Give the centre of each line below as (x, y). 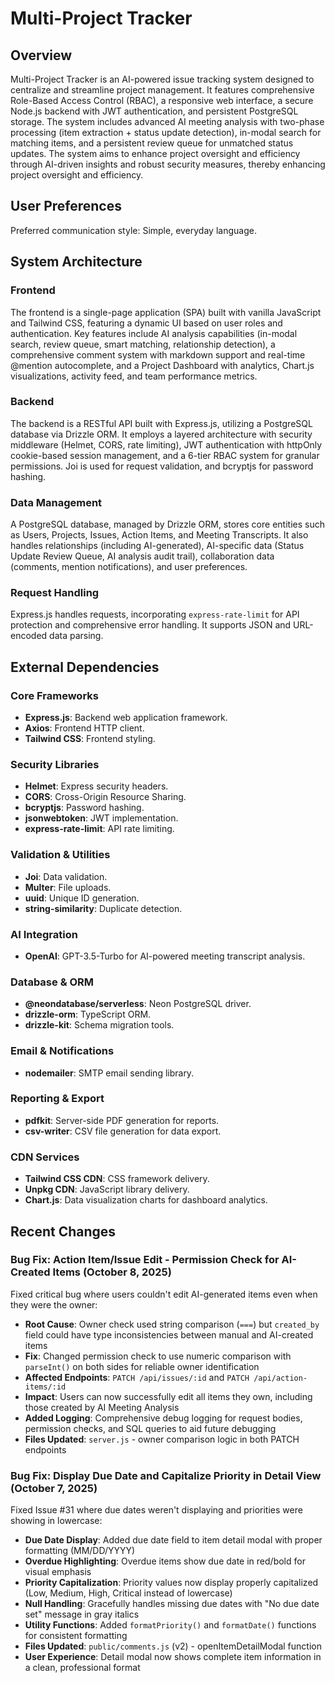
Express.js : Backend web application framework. (126, 718)
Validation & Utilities (60, 855)
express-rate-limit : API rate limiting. (99, 829)
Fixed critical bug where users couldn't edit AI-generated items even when (164, 1294)
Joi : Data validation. (66, 876)
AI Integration (44, 934)
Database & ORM (52, 982)
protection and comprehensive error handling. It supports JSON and (151, 625)
